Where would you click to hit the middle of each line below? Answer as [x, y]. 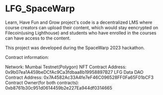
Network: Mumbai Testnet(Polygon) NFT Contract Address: [66, 67]
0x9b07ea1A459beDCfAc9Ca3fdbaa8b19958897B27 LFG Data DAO [74, 72]
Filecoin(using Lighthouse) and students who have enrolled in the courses [81, 33]
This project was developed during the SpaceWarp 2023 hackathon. [75, 47]
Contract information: [27, 57]
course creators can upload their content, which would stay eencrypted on [82, 27]
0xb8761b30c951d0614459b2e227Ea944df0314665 [59, 88]
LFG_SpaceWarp [40, 9]
